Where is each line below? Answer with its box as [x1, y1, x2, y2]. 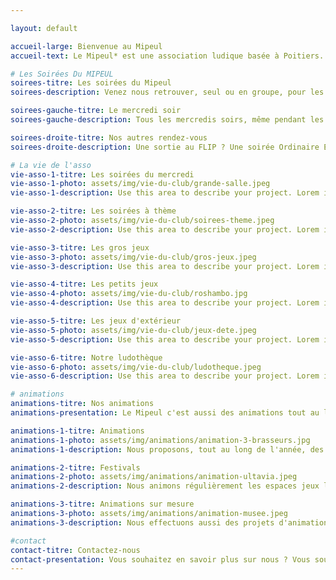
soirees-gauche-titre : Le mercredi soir [10, 106, 182, 116]
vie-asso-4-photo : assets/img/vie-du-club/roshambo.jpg [10, 289, 248, 299]
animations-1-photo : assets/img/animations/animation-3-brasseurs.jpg [10, 435, 311, 445]
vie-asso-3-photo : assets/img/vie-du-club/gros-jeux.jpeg [10, 252, 257, 262]
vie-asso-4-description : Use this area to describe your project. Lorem [10, 298, 320, 308]
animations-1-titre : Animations [10, 426, 145, 436]
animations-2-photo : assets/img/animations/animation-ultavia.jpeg [10, 472, 298, 482]
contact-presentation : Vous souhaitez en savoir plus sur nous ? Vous [10, 554, 311, 565]
